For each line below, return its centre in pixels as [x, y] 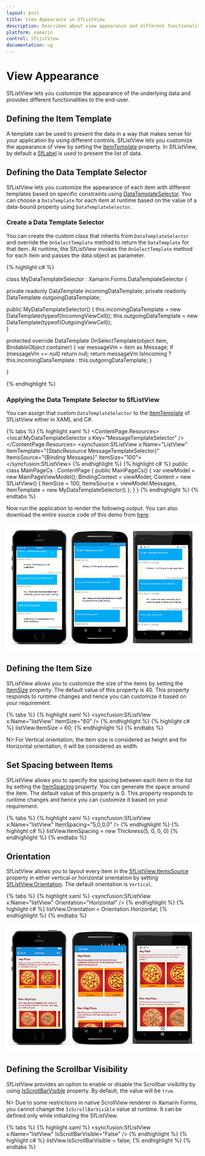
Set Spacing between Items [60, 765]
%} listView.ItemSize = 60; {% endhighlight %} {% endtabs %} [85, 728]
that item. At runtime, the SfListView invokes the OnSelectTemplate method [100, 248]
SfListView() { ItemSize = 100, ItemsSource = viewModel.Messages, [92, 483]
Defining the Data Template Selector [77, 172]
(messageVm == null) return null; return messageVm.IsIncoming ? [89, 353]
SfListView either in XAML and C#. [50, 420]
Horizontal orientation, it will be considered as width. [73, 746]
